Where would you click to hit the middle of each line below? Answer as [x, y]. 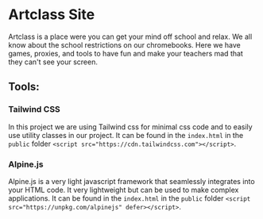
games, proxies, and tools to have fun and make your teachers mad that [126, 53]
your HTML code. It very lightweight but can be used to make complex [124, 190]
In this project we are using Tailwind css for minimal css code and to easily [130, 127]
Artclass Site [52, 15]
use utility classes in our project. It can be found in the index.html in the [126, 135]
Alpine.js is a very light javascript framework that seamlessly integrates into [132, 181]
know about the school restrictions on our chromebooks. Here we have [124, 44]
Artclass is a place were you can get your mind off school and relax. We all [130, 36]
